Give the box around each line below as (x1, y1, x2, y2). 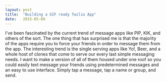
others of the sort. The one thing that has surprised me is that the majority (5, 35, 157, 41)
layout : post (5, 7, 32, 12)
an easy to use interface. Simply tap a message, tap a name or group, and (5, 67, 156, 73)
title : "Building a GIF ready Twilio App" (5, 12, 97, 17)
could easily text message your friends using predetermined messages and (5, 62, 159, 68)
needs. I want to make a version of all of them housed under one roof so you (5, 57, 161, 63)
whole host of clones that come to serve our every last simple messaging (5, 51, 155, 57)
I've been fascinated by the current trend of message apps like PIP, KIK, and (5, 30, 161, 36)
